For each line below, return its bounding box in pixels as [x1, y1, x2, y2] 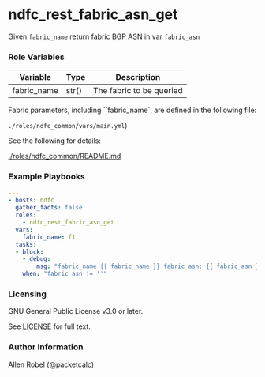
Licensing [8, 288, 47, 300]
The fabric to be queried [93, 85, 183, 96]
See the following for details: [8, 136, 101, 145]
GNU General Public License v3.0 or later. [8, 307, 144, 316]
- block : [15, 247, 44, 256]
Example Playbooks [8, 172, 85, 183]
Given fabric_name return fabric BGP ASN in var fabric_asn [8, 32, 200, 41]
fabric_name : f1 [22, 233, 77, 241]
